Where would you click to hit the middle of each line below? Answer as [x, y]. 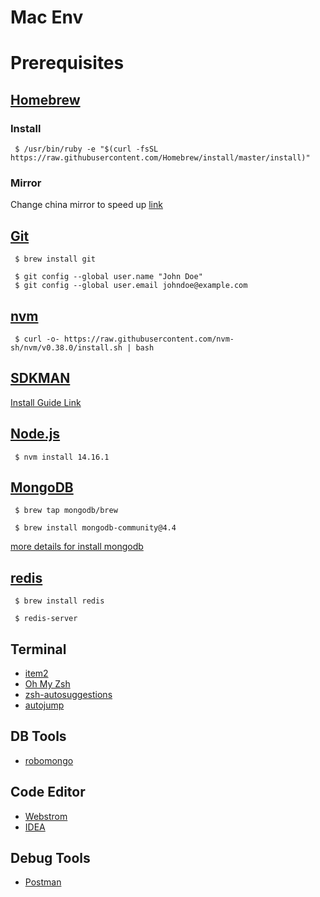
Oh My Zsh [47, 684]
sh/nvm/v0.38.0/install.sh [66, 347]
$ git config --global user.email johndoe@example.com [131, 286]
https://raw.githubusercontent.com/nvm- [149, 339]
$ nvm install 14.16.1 [62, 457]
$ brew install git [55, 259]
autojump [44, 705]
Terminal [38, 649]
